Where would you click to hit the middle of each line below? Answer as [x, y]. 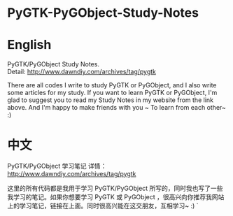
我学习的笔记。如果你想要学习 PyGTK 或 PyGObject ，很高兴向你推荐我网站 [116, 197]
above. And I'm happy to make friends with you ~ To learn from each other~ [116, 108]
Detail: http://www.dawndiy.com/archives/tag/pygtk [82, 72]
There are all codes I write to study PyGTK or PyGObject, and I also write [112, 85]
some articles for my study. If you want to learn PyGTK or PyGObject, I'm [112, 93]
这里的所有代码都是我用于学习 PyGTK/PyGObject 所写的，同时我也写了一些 [115, 188]
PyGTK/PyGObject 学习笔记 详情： [57, 166]
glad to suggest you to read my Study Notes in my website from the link [110, 100]
